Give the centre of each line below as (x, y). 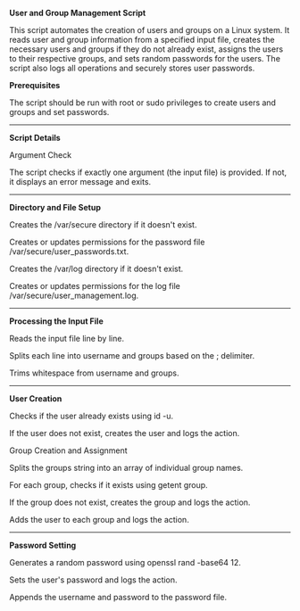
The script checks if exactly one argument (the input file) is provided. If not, (148, 172)
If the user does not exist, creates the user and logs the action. (125, 433)
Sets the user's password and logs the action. (93, 580)
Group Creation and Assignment (68, 450)
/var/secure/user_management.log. (74, 295)
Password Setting (43, 545)
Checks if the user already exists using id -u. (92, 416)
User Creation (36, 399)
